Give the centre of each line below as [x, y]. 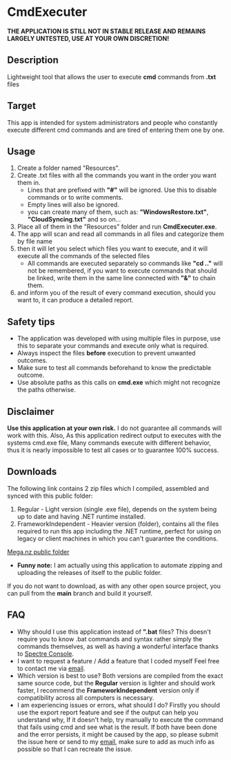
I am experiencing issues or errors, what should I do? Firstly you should [119, 705]
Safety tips [31, 322]
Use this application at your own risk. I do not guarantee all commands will [114, 428]
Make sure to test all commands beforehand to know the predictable [114, 368]
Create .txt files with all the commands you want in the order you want [117, 175]
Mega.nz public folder [38, 552]
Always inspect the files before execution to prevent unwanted [106, 353]
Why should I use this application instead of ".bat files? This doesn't [114, 632]
